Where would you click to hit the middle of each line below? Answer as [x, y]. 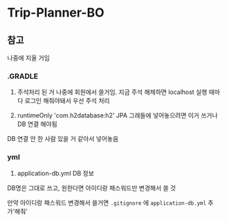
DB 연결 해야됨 [37, 124]
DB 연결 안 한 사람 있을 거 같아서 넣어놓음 [63, 139]
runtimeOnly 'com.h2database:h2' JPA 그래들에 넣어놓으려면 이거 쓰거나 [117, 115]
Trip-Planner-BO [56, 13]
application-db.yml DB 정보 [56, 173]
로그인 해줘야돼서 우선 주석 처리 [67, 101]
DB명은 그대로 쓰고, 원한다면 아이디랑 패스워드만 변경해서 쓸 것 [92, 187]
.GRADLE [22, 76]
